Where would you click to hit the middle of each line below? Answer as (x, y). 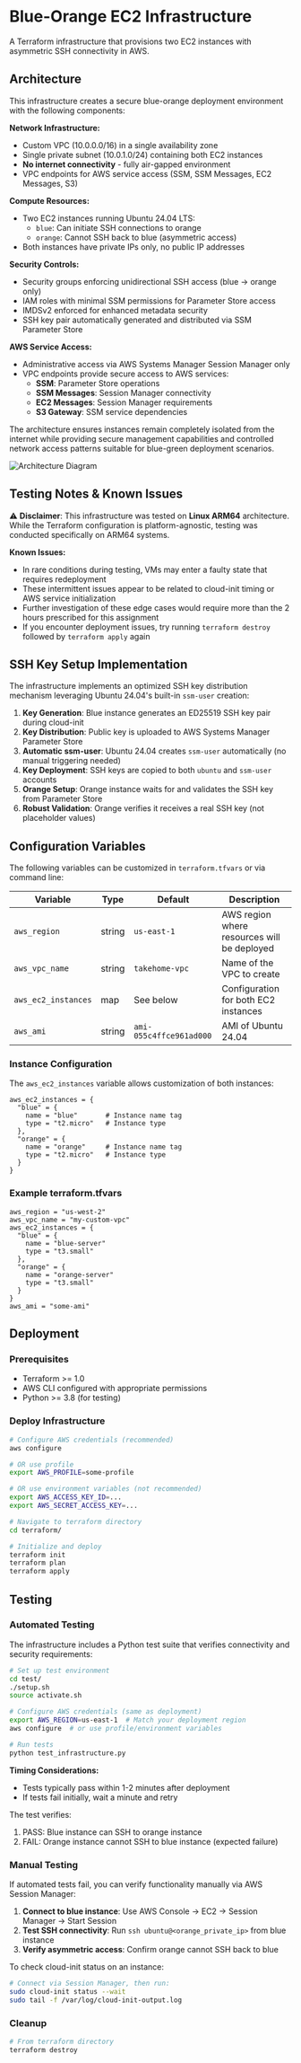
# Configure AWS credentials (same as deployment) (106, 1712)
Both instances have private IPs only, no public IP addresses (133, 247)
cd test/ (26, 1679)
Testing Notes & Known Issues (96, 494)
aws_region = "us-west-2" (57, 1212)
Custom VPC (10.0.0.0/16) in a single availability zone (120, 145)
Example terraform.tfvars (66, 1194)
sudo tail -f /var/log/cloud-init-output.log (95, 2000)
